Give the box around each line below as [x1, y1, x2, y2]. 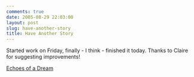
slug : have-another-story [6, 25, 71, 31]
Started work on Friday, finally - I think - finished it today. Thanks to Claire [6, 47, 189, 54]
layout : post [6, 20, 39, 25]
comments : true [6, 8, 44, 15]
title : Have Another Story [6, 31, 74, 37]
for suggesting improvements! [6, 53, 81, 60]
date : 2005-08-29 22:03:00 [6, 14, 74, 20]
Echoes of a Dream [6, 65, 54, 72]
